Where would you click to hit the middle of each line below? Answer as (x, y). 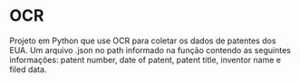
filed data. (28, 69)
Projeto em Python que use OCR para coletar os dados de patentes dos (143, 41)
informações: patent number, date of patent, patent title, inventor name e (145, 59)
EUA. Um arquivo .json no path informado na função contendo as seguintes (150, 50)
